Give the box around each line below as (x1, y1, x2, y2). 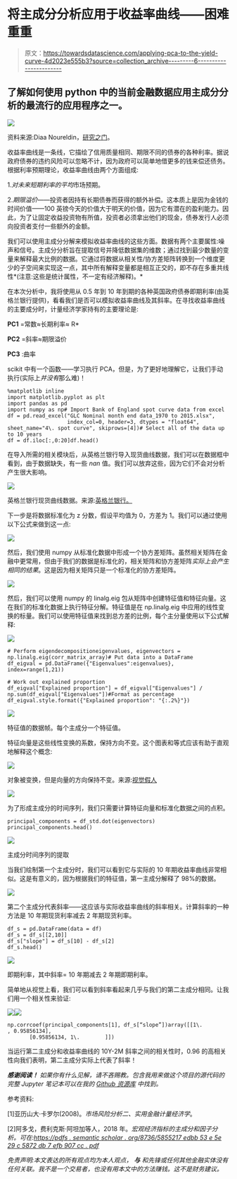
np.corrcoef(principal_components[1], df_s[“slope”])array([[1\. (7, 1021, 203, 1028)
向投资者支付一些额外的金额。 (7, 221, 94, 230)
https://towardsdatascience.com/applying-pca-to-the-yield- (43, 49, 218, 57)
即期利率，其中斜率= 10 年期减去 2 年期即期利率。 (7, 970, 153, 979)
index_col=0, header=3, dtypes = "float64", (67, 418, 200, 425)
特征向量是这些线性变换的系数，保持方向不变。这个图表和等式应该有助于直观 (7, 738, 229, 747)
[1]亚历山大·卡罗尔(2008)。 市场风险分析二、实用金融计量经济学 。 (7, 1109, 197, 1118)
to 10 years (7, 431, 42, 438)
